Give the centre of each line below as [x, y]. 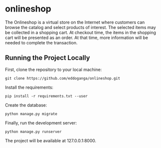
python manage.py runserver [33, 132]
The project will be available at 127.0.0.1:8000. [51, 140]
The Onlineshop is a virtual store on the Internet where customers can [75, 22]
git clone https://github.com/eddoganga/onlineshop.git [63, 78]
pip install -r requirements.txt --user [47, 96]
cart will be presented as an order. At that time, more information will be [77, 38]
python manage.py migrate [31, 114]
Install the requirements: [29, 87]
